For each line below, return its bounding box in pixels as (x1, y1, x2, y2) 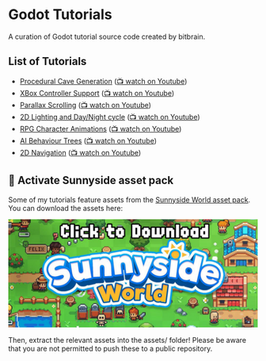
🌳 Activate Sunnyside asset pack (8, 174, 174, 187)
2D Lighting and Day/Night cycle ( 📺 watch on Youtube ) (19, 112, 200, 121)
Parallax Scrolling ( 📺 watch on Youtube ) (19, 100, 152, 109)
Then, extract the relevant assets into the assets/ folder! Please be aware (8, 336, 247, 345)
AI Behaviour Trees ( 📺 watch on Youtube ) (19, 136, 157, 145)
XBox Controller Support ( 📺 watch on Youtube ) (19, 88, 175, 98)
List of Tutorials (8, 55, 87, 68)
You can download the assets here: (8, 203, 123, 213)
